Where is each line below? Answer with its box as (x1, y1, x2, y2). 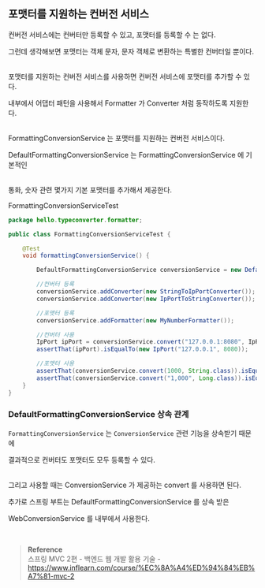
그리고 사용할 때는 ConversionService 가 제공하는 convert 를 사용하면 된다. (8, 480, 242, 489)
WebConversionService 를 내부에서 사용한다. (8, 513, 150, 523)
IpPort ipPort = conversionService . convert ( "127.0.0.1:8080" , (36, 338, 245, 346)
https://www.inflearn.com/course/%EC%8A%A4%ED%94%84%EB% (27, 563, 256, 572)
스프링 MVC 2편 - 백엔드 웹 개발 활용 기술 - (27, 554, 162, 564)
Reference (27, 545, 63, 554)
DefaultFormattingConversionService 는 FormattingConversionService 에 (8, 150, 244, 159)
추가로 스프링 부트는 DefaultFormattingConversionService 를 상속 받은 (8, 497, 230, 506)
